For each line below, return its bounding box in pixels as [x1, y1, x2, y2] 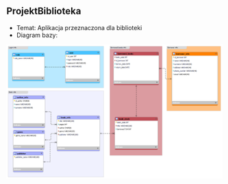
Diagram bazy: [16, 31, 58, 39]
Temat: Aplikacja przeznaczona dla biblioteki [16, 23, 142, 31]
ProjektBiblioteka [6, 5, 81, 17]
